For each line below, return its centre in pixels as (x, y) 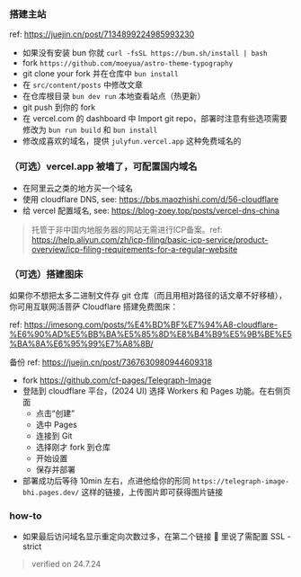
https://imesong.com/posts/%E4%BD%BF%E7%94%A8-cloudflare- (151, 324)
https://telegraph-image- (241, 481)
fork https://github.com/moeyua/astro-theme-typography (128, 63)
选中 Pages (57, 424)
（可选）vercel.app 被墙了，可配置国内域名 (103, 166)
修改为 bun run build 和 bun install (90, 130)
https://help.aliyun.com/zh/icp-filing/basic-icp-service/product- (150, 239)
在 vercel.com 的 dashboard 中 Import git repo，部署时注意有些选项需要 (155, 119)
